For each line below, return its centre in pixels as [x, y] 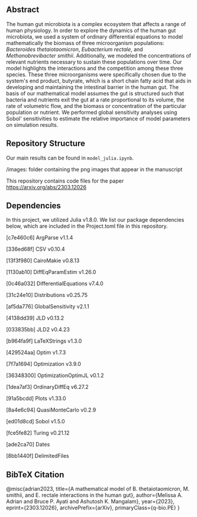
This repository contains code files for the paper [65, 181]
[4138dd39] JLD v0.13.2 [35, 318]
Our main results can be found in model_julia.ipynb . [70, 158]
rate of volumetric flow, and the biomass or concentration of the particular [96, 106]
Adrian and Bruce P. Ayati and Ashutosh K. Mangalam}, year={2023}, [90, 502]
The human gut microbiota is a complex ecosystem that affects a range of [96, 24]
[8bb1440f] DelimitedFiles [38, 456]
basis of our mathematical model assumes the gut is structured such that [95, 93]
